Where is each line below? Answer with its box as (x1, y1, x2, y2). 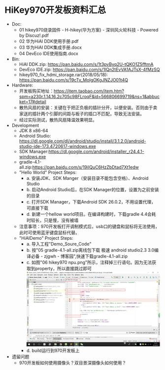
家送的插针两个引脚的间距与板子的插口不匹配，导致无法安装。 (19, 111, 145, 116)
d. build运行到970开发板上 (26, 347, 80, 354)
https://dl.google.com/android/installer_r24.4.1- (48, 148, 144, 154)
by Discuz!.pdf (19, 32, 49, 38)
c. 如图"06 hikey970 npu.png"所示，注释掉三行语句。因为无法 (26, 259, 152, 265)
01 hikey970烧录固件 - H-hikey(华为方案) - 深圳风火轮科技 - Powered (19, 27, 159, 32)
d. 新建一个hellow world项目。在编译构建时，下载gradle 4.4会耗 (26, 211, 156, 217)
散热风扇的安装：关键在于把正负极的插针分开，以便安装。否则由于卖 (19, 104, 158, 111)
